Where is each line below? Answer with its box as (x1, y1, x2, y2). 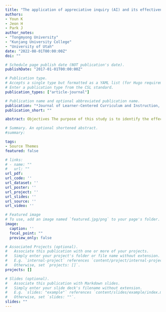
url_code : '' (5, 176, 32, 181)
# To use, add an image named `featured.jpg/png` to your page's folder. (5, 217, 161, 222)
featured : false (5, 148, 39, 154)
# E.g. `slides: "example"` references (5, 290, 92, 295)
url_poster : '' (5, 185, 37, 190)
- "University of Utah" (5, 44, 54, 49)
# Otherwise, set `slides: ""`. (5, 295, 77, 300)
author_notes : (5, 30, 35, 35)
